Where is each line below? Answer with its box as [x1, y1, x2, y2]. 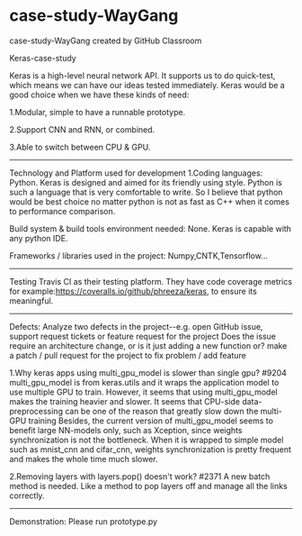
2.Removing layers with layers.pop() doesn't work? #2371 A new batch [9, 470, 271, 482]
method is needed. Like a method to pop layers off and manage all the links [9, 480, 288, 491]
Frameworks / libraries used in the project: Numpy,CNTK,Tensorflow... [9, 250, 268, 261]
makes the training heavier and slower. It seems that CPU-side [9, 395, 241, 406]
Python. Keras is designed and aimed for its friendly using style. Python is [9, 177, 283, 187]
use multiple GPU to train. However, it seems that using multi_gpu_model [9, 386, 278, 397]
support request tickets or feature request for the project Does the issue [9, 331, 277, 341]
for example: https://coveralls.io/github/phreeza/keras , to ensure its [9, 286, 258, 296]
